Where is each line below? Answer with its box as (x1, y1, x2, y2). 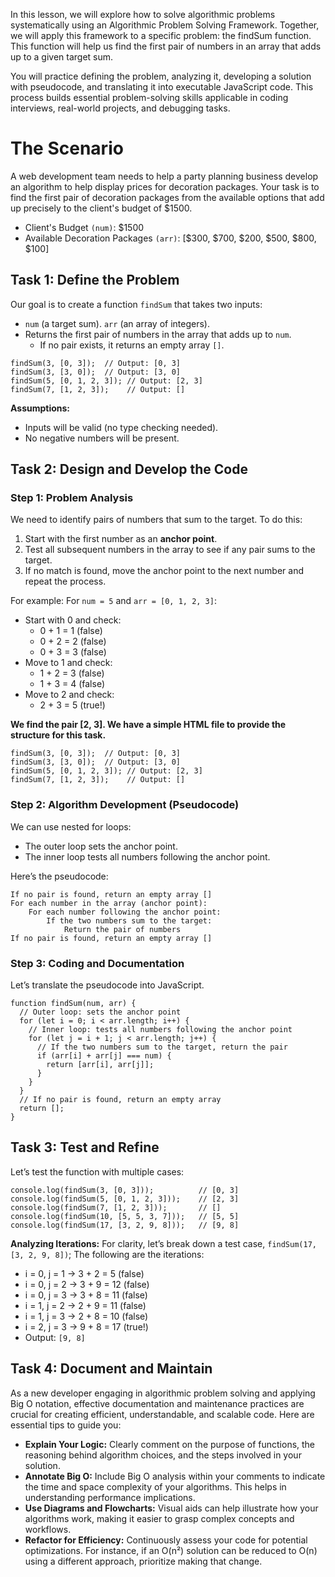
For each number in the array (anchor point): (10, 898, 208, 908)
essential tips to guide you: (10, 1419, 122, 1431)
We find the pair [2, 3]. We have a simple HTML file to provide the (10, 719, 287, 731)
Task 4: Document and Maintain (10, 1360, 213, 1378)
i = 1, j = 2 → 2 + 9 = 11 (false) (24, 1299, 147, 1311)
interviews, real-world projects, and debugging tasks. (10, 102, 231, 114)
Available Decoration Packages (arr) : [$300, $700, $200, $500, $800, (24, 232, 317, 244)
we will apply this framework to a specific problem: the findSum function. (10, 30, 312, 41)
